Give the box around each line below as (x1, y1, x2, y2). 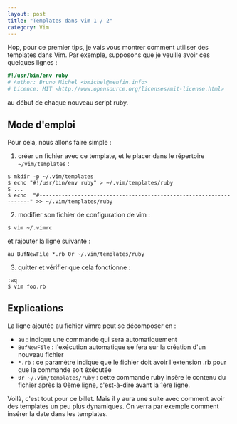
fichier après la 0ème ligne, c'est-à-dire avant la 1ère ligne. (17, 381, 191, 389)
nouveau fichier (17, 350, 64, 358)
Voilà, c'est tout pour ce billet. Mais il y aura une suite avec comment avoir (7, 394, 226, 403)
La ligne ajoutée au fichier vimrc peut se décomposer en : (7, 321, 177, 330)
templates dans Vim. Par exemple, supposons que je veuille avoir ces (7, 51, 210, 59)
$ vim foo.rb (7, 283, 46, 290)
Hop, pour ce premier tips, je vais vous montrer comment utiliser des (7, 43, 209, 52)
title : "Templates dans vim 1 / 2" (7, 17, 113, 24)
